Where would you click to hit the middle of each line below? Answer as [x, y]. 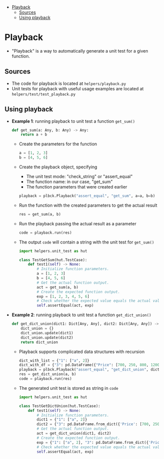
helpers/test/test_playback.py [44, 94]
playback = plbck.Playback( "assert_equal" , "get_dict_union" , [84, 370]
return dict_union [39, 342]
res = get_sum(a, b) [40, 214]
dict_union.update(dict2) [47, 337]
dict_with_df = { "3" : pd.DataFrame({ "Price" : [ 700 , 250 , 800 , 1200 [89, 365]
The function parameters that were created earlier [77, 187]
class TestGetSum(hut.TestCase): [53, 260]
